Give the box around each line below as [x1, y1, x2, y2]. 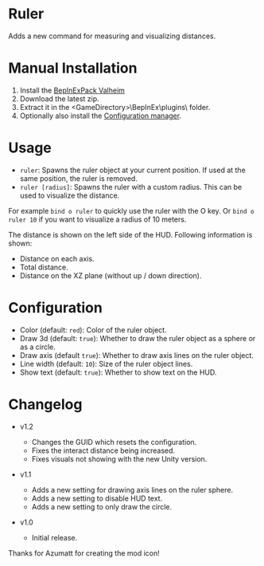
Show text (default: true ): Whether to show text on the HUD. [19, 368, 217, 377]
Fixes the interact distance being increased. [31, 446, 176, 455]
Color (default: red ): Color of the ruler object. [19, 324, 167, 335]
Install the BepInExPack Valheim [19, 85, 126, 95]
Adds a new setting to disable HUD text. [31, 493, 163, 503]
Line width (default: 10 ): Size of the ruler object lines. [19, 359, 193, 368]
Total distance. [19, 262, 69, 272]
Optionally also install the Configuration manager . [19, 111, 181, 120]
